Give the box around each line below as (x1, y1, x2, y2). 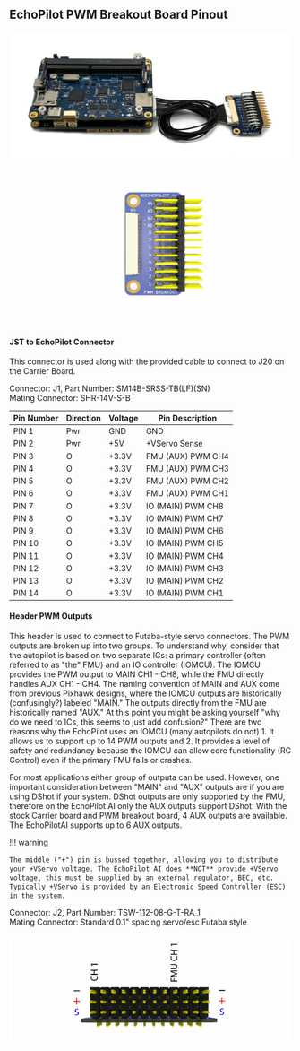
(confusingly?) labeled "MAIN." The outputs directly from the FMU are (9, 697, 267, 708)
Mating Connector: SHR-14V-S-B (9, 393, 132, 404)
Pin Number (13, 413, 59, 423)
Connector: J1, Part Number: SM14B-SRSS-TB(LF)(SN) (9, 383, 210, 394)
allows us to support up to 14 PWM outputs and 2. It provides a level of (9, 735, 270, 746)
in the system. (9, 891, 66, 900)
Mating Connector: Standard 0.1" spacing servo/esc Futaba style (9, 916, 248, 927)
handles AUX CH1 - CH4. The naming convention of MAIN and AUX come (9, 678, 280, 689)
